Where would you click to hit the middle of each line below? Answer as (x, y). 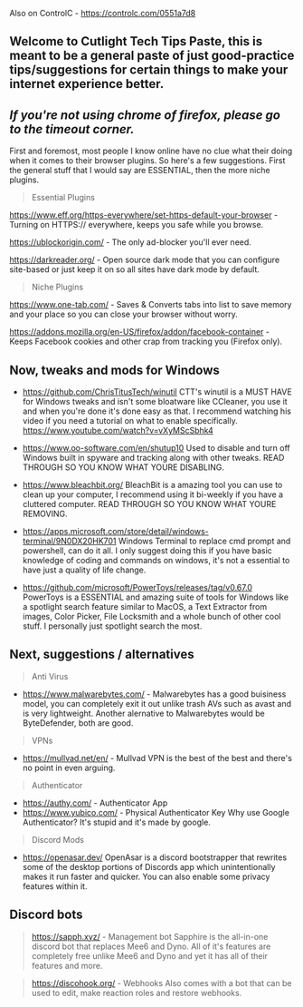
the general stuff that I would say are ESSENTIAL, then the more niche (140, 171)
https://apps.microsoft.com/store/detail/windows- (116, 532)
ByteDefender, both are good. (78, 723)
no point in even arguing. (69, 767)
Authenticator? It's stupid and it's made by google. (116, 822)
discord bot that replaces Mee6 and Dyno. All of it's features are (151, 946)
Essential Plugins (63, 198)
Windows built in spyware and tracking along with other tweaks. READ (153, 458)
